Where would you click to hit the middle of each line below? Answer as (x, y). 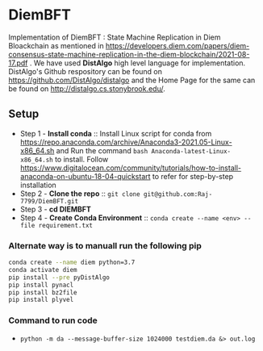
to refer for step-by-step (193, 176)
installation (38, 185)
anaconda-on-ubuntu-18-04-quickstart (85, 176)
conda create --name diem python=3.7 (72, 263)
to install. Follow (82, 159)
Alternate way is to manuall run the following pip (105, 245)
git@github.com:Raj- (178, 194)
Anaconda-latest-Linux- (191, 151)
